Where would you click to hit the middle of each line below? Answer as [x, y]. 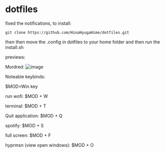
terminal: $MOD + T [26, 106]
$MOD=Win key [22, 86]
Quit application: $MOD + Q [34, 116]
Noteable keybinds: [25, 76]
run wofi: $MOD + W [27, 96]
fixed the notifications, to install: [38, 23]
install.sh [15, 47]
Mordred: [15, 67]
